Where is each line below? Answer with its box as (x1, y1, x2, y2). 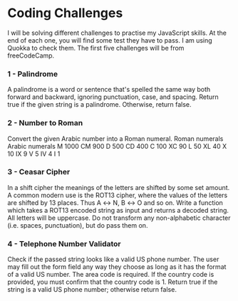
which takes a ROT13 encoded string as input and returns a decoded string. (7, 206, 229, 214)
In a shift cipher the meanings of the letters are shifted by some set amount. (7, 183, 230, 191)
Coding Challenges (7, 5, 123, 21)
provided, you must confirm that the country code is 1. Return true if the (7, 278, 218, 286)
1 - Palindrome (7, 69, 58, 79)
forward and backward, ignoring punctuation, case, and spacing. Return (7, 93, 219, 101)
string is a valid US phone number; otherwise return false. (7, 285, 177, 294)
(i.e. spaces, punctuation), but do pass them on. (7, 221, 148, 229)
